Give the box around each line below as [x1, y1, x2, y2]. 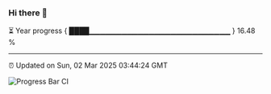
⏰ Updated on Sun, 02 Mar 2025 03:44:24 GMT [8, 60, 168, 71]
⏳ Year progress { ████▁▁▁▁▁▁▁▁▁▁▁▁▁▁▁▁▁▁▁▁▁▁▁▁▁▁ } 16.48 [8, 26, 256, 35]
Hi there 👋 [8, 7, 48, 18]
